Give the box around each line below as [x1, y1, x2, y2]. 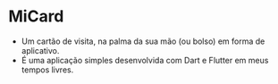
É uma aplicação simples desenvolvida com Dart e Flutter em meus [21, 55, 269, 65]
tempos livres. [21, 64, 74, 75]
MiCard [8, 6, 64, 27]
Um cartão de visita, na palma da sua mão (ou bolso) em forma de [21, 36, 265, 46]
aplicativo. [21, 45, 60, 55]
